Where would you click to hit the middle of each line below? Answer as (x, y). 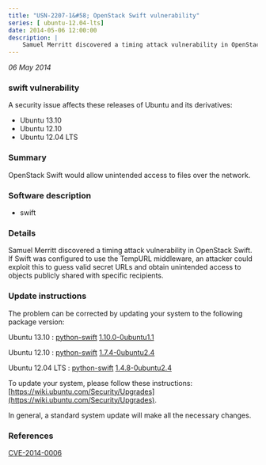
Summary (28, 157)
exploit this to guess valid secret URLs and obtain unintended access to (125, 267)
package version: (36, 322)
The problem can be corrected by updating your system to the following (125, 313)
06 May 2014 (30, 67)
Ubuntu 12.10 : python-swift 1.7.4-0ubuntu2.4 (82, 352)
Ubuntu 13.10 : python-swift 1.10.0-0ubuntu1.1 (81, 337)
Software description (50, 195)
